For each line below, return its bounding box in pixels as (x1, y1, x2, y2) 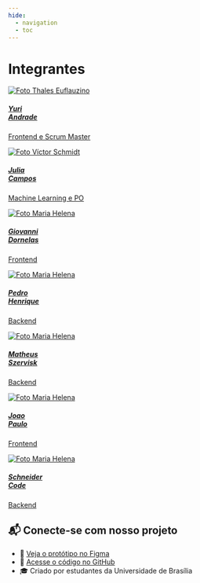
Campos (8, 174, 37, 183)
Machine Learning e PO (8, 193, 85, 203)
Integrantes (8, 60, 85, 78)
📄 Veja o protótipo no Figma (19, 548, 110, 558)
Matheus (8, 349, 38, 358)
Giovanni (8, 226, 38, 236)
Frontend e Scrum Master (8, 132, 91, 141)
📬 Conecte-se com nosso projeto (8, 524, 178, 537)
